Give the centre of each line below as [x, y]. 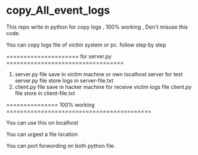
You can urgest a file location [42, 134]
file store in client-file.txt [45, 93]
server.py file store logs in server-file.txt [64, 80]
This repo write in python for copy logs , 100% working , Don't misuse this [97, 27]
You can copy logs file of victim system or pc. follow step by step [86, 45]
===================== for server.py [59, 56]
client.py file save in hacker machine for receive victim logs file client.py [103, 86]
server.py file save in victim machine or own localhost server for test [99, 74]
